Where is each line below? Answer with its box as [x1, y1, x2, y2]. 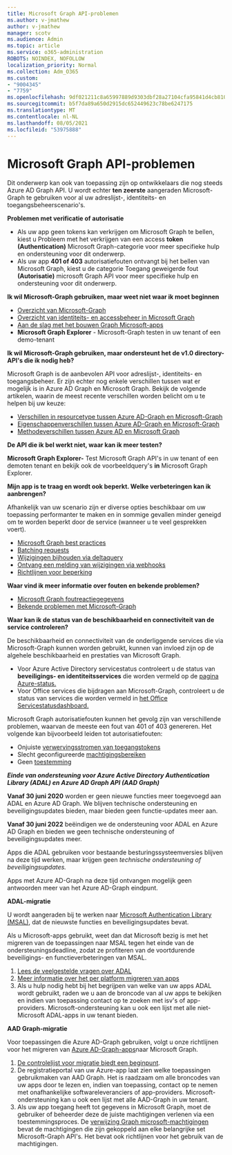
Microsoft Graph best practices [17, 538, 106, 547]
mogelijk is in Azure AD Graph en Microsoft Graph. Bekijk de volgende [7, 385, 206, 393]
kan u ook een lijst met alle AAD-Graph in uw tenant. [60, 1095, 209, 1104]
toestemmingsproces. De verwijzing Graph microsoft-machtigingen [17, 1118, 209, 1126]
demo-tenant [17, 335, 55, 344]
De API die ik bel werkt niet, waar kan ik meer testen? [7, 441, 162, 449]
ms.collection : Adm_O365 [7, 68, 79, 75]
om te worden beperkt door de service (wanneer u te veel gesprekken [7, 518, 207, 527]
